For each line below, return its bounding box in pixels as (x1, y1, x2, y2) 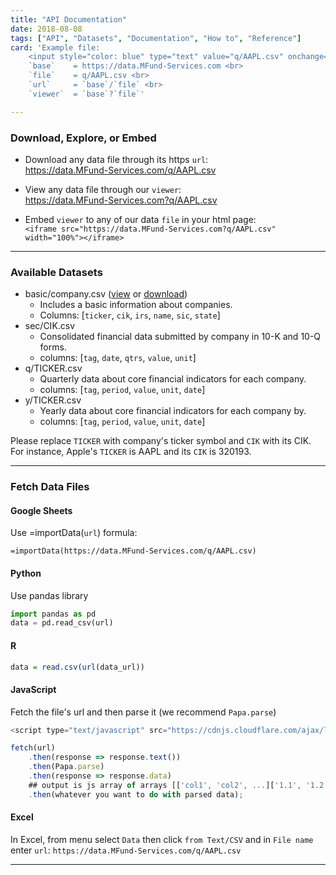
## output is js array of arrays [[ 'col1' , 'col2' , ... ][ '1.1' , (28, 780, 302, 790)
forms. (39, 341, 67, 353)
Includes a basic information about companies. (39, 299, 233, 311)
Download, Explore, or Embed (10, 131, 157, 145)
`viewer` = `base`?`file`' (28, 89, 145, 99)
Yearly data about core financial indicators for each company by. (39, 405, 307, 417)
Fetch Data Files (10, 480, 90, 494)
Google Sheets (10, 504, 73, 516)
